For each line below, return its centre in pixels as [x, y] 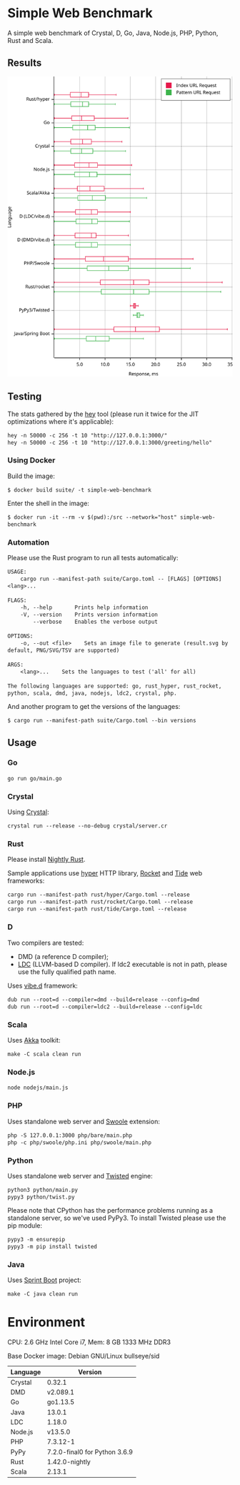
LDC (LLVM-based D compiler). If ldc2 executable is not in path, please [122, 964]
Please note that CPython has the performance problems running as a [110, 1210]
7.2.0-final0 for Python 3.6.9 [90, 1451]
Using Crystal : [28, 812]
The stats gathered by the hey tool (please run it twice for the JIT [103, 414]
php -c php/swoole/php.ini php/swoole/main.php [80, 1142]
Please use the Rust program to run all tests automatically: [93, 558]
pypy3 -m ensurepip [36, 1239]
